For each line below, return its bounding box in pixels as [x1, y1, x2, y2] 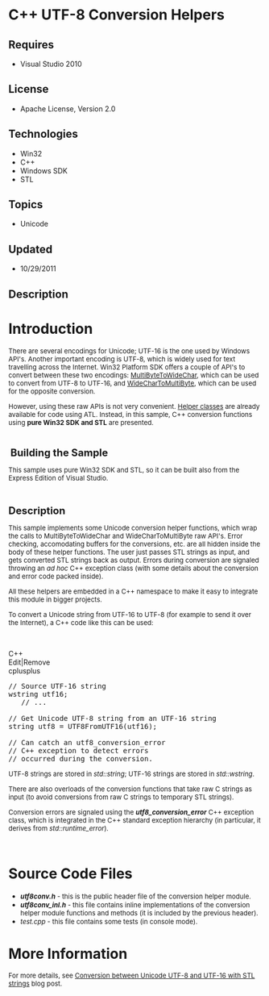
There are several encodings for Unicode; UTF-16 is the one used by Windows [8, 346, 250, 356]
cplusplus [8, 665, 41, 675]
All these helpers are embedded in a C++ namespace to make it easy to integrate [8, 586, 259, 596]
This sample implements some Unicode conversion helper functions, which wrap [8, 523, 258, 532]
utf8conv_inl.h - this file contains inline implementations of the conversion [19, 900, 250, 909]
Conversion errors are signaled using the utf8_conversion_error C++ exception [8, 807, 255, 816]
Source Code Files [8, 865, 133, 882]
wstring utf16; [8, 690, 68, 698]
